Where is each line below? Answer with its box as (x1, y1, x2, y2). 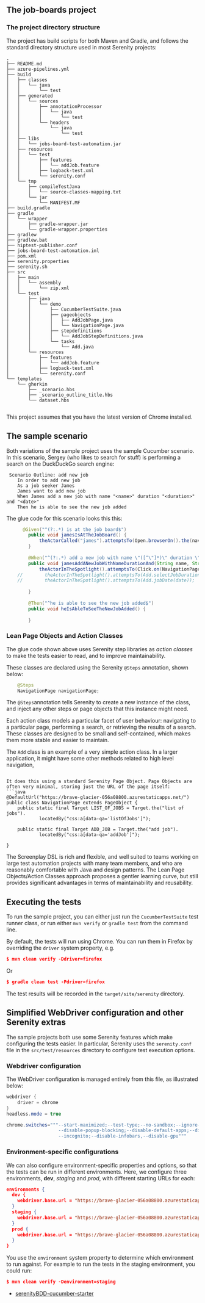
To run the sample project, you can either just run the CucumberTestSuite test (6, 913, 199, 920)
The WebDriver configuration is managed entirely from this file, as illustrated (6, 1075, 198, 1083)
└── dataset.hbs (28, 397, 70, 403)
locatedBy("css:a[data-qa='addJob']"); (38, 832, 140, 838)
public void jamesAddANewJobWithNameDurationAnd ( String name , (28, 560, 190, 566)
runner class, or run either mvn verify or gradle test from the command (6, 920, 188, 927)
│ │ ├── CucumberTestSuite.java (6, 306, 121, 312)
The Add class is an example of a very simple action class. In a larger (6, 748, 178, 756)
